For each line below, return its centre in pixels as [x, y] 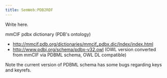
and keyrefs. [18, 70]
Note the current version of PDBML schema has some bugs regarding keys [84, 64]
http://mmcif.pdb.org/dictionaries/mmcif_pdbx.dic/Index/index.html [83, 44]
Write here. [17, 24]
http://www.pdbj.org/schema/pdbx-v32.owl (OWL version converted [84, 49]
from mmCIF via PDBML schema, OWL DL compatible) [70, 55]
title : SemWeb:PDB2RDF [29, 10]
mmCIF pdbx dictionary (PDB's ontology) [48, 34]
